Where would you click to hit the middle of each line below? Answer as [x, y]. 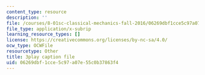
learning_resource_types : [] [43, 34]
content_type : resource [37, 12]
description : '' [27, 18]
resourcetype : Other [33, 51]
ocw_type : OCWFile [30, 46]
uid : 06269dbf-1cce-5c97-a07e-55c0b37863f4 [63, 62]
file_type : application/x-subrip [49, 29]
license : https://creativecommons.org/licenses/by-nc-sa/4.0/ [87, 40]
